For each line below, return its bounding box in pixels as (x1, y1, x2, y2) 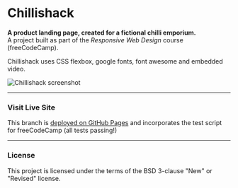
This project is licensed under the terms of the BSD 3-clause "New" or (7, 166, 212, 175)
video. (7, 64, 26, 73)
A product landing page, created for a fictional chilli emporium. (7, 28, 196, 37)
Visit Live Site (7, 102, 55, 112)
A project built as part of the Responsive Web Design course (7, 35, 184, 44)
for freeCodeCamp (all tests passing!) (7, 126, 118, 135)
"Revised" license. (7, 174, 61, 182)
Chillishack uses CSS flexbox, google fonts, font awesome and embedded (7, 57, 223, 65)
